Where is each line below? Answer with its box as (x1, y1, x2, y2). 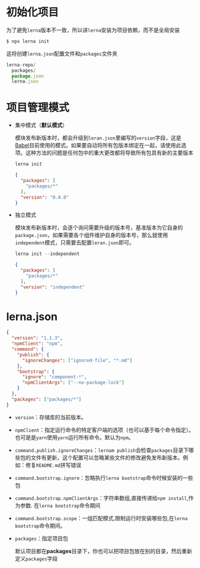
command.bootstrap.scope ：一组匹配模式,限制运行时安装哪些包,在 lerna (14, 514, 188, 521)
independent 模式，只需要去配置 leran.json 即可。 (14, 239, 135, 246)
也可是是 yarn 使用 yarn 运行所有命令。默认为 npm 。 (14, 433, 134, 441)
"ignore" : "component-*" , (22, 374, 87, 380)
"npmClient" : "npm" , (11, 341, 63, 347)
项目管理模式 (6, 101, 70, 114)
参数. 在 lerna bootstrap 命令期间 (20, 502, 101, 509)
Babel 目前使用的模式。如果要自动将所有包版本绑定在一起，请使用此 (14, 142, 181, 149)
